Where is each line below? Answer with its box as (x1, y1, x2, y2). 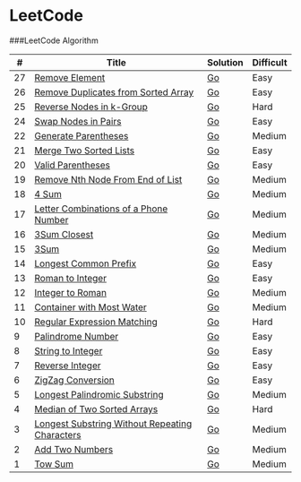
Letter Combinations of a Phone (34, 202, 168, 215)
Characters (34, 428, 82, 441)
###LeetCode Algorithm (9, 35, 99, 46)
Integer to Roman (34, 286, 107, 298)
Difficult (252, 56, 288, 68)
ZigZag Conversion (34, 374, 115, 386)
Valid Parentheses (34, 159, 110, 171)
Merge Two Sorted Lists (34, 144, 135, 157)
